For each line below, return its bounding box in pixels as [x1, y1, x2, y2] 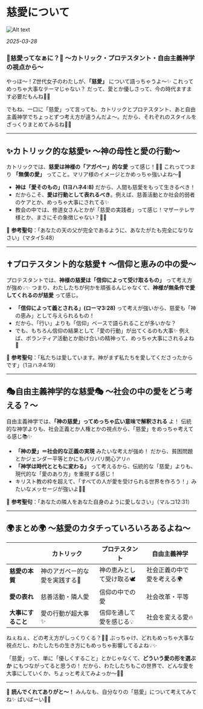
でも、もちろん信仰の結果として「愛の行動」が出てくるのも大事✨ [14, 327, 178, 334]
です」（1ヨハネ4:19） [6, 361, 59, 369]
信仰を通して [99, 609, 136, 617]
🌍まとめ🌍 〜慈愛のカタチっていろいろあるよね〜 [6, 523, 191, 534]
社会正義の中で [146, 566, 189, 574]
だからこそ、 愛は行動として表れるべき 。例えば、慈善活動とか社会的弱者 [14, 191, 195, 198]
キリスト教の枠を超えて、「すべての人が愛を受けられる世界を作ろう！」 [14, 478, 192, 485]
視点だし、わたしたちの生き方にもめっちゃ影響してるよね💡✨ [6, 642, 157, 649]
